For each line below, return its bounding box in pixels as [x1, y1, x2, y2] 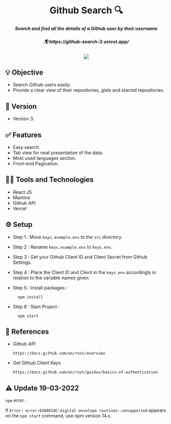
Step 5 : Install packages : [12, 284, 68, 291]
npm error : [5, 397, 27, 403]
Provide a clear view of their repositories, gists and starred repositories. [12, 87, 165, 93]
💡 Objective [5, 68, 44, 76]
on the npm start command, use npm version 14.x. [5, 413, 112, 419]
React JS [12, 189, 32, 195]
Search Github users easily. [12, 82, 71, 88]
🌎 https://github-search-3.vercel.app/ [43, 38, 129, 45]
